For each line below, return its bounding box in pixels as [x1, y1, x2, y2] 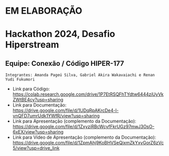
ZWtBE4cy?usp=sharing [12, 97, 64, 103]
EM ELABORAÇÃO [5, 5, 82, 17]
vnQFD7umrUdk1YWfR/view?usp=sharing [12, 113, 100, 119]
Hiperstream [5, 39, 59, 51]
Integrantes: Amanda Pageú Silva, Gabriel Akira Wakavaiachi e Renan [5, 72, 155, 78]
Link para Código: [12, 86, 50, 92]
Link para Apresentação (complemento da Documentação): [12, 118, 137, 124]
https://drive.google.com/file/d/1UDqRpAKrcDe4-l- [12, 107, 119, 113]
